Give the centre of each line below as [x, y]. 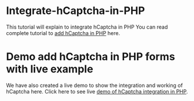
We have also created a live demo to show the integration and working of [95, 85]
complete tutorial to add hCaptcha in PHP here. [63, 33]
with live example [50, 69]
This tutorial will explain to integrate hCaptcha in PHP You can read [87, 27]
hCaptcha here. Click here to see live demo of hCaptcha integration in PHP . [97, 91]
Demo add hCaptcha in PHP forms [91, 57]
